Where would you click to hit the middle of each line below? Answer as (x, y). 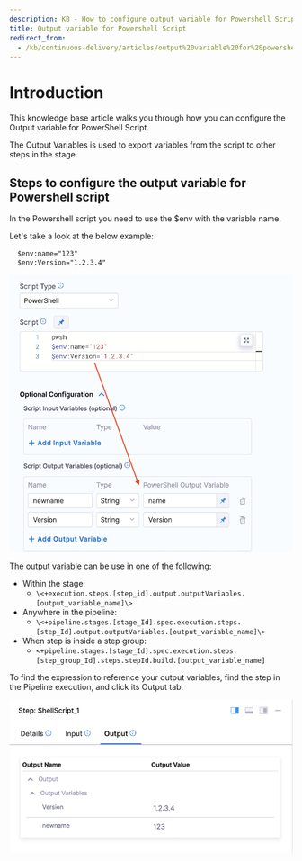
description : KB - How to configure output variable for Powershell (140, 19)
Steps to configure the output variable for (128, 183)
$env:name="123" (48, 254)
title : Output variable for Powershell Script (98, 28)
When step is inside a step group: (84, 641)
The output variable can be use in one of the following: (111, 566)
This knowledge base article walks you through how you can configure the (147, 118)
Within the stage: (54, 584)
